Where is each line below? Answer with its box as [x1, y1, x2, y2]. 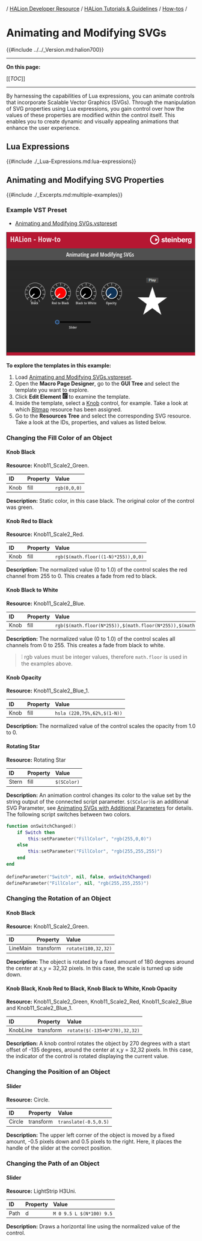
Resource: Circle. [6, 1096, 50, 1103]
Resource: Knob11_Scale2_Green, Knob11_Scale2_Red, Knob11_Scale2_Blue [6, 998, 192, 1005]
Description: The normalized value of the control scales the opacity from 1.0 [6, 722, 196, 730]
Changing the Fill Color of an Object [6, 433, 112, 442]
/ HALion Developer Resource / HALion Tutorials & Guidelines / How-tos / [6, 5, 188, 12]
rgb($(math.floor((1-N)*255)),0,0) [55, 553, 144, 560]
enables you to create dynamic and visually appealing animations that [6, 117, 179, 125]
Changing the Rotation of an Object [6, 895, 111, 903]
